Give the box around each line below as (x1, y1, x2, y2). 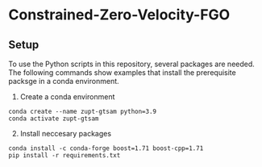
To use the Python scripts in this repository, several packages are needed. (8, 59, 256, 69)
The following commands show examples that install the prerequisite (8, 68, 236, 77)
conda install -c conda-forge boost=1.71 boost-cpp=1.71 (8, 144, 204, 152)
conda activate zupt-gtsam (8, 115, 99, 123)
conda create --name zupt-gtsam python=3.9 (8, 107, 157, 115)
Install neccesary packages (19, 129, 111, 138)
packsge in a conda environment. (8, 77, 119, 86)
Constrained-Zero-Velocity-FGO (8, 6, 231, 24)
